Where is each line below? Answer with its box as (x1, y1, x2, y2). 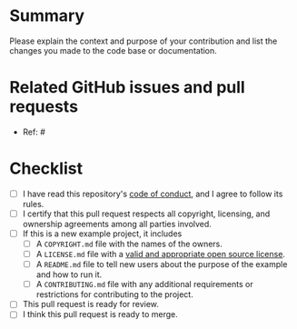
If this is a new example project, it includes (22, 228, 183, 239)
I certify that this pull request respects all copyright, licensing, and (22, 208, 271, 219)
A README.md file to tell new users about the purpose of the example (35, 259, 288, 270)
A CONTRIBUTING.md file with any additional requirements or (35, 279, 253, 290)
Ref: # (22, 126, 45, 137)
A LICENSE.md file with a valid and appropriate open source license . (35, 249, 286, 260)
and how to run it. (35, 269, 103, 280)
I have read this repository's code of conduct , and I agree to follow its (22, 188, 283, 199)
